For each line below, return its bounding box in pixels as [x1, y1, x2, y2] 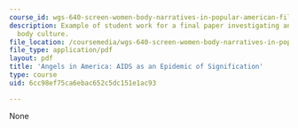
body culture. [17, 29, 69, 38]
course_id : [9, 12, 50, 22]
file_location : [9, 37, 66, 47]
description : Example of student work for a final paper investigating [9, 21, 279, 30]
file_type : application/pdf [9, 46, 114, 55]
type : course [9, 71, 58, 79]
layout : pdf [9, 54, 53, 63]
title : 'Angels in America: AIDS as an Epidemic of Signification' [9, 63, 264, 72]
